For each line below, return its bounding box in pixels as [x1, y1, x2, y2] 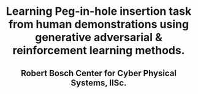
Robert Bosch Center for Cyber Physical [20, 68, 177, 78]
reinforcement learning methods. [12, 44, 185, 58]
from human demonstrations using [8, 17, 189, 31]
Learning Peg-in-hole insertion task [6, 4, 192, 18]
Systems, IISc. [70, 77, 127, 88]
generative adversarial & [34, 31, 163, 44]
